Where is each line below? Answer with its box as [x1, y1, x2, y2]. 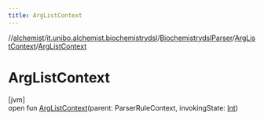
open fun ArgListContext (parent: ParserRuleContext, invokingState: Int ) [8, 103, 238, 112]
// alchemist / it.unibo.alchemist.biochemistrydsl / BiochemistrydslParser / [8, 33, 236, 42]
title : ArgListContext [8, 11, 82, 20]
